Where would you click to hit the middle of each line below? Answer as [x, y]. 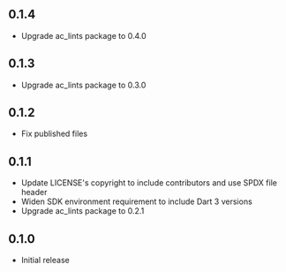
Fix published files [54, 134]
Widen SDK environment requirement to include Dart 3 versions [136, 201]
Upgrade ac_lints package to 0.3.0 [83, 85]
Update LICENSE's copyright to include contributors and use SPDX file [149, 183]
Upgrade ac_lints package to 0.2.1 [83, 211]
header [34, 193]
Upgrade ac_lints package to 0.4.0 [83, 35]
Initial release [45, 261]
